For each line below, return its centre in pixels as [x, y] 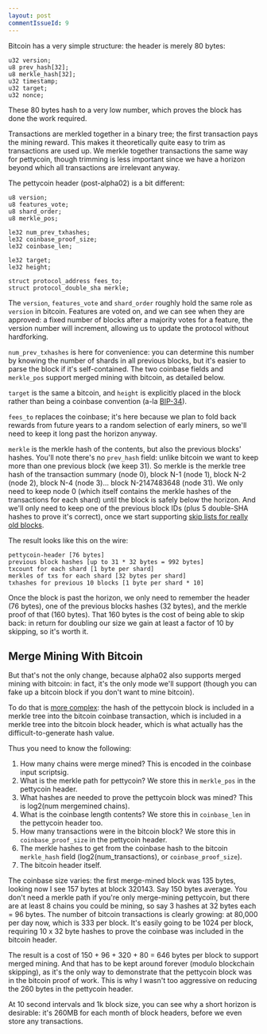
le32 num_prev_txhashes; [49, 232]
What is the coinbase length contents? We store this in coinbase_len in [135, 814]
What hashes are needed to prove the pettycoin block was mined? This [136, 798]
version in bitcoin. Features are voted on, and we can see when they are [126, 311]
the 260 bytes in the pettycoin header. [71, 989]
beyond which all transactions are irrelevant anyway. [94, 167]
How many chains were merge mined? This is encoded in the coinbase [135, 764]
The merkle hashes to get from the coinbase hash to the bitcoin [124, 849]
